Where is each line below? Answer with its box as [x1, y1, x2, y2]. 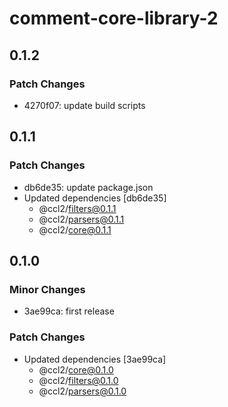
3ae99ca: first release [23, 305, 115, 317]
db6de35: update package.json [23, 181, 154, 193]
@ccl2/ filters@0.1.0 [38, 374, 119, 386]
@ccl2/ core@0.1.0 [38, 363, 114, 376]
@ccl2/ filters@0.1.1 [38, 202, 117, 214]
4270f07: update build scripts [23, 99, 146, 111]
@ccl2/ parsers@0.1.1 [38, 213, 125, 225]
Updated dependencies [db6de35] [23, 192, 167, 204]
